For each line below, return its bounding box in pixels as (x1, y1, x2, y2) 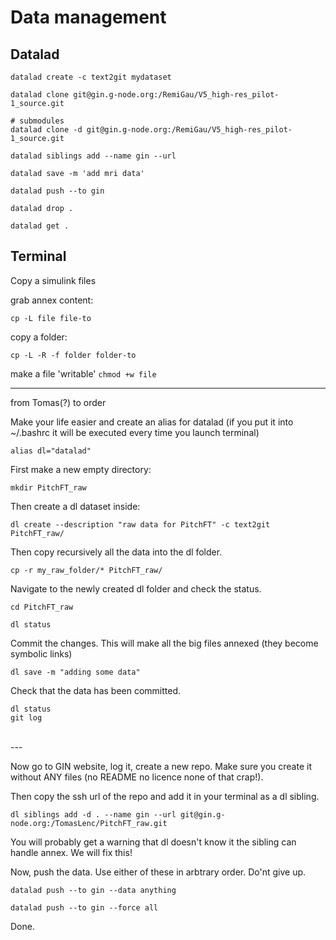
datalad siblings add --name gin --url (10, 151, 177, 161)
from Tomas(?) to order (10, 396, 107, 408)
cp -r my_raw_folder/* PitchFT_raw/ (10, 565, 163, 575)
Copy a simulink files (10, 274, 97, 286)
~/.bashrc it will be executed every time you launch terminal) (10, 426, 260, 438)
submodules (19, 116, 65, 126)
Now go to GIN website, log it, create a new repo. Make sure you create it (10, 760, 312, 772)
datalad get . (10, 221, 70, 231)
